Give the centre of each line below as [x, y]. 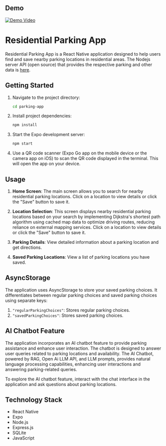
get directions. [27, 247]
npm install [25, 125]
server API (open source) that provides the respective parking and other [79, 65]
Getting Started [29, 86]
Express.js [23, 428]
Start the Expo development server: [49, 135]
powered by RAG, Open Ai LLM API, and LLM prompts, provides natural [78, 359]
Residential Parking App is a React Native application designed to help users [83, 54]
